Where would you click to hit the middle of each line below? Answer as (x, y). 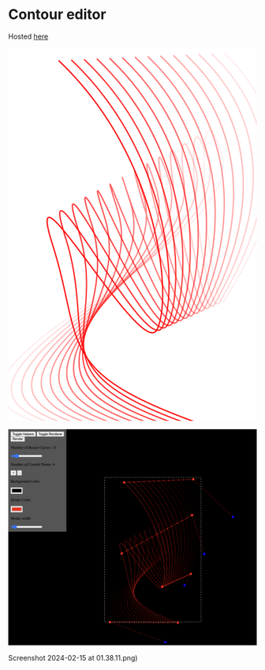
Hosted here (28, 36)
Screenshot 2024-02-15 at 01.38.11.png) (73, 658)
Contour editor (57, 15)
